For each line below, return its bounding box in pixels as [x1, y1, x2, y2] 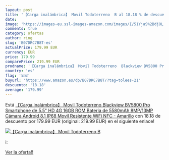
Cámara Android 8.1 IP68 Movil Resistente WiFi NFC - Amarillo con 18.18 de [5, 113, 161, 119]
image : [5, 21, 19, 27]
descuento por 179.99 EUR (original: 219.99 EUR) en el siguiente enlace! [5, 118, 155, 124]
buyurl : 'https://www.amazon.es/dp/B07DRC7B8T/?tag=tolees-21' [5, 78, 141, 83]
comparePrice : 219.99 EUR [5, 59, 60, 64]
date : [5, 17, 17, 22]
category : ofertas [5, 31, 44, 36]
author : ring [5, 36, 33, 41]
